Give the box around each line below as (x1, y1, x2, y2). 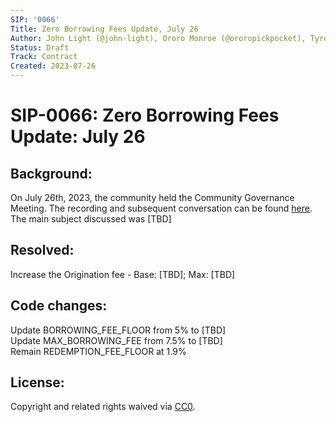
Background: (10, 165, 93, 182)
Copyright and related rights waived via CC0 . (10, 401, 196, 413)
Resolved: (10, 242, 75, 259)
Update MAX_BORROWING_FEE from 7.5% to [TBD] (10, 334, 223, 346)
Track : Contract (10, 52, 78, 62)
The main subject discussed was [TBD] (10, 213, 172, 225)
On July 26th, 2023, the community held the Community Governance (10, 192, 295, 203)
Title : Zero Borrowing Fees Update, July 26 (10, 24, 199, 34)
